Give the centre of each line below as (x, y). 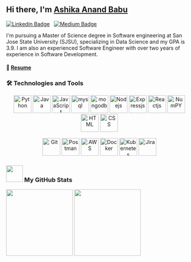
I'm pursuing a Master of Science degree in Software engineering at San (94, 35)
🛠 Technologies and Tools (45, 83)
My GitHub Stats (48, 179)
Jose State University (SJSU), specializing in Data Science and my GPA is (96, 41)
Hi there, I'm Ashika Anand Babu (67, 10)
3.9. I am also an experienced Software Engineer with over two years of (93, 48)
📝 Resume (19, 68)
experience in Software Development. (52, 54)
